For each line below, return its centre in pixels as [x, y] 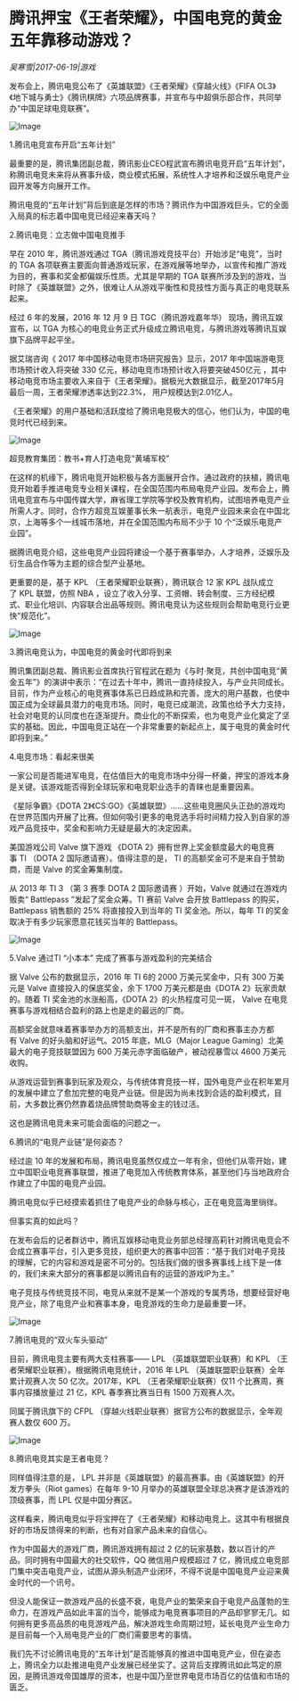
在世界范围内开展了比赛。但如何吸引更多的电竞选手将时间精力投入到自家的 [145, 816]
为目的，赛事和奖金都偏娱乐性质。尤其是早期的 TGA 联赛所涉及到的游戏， [144, 276]
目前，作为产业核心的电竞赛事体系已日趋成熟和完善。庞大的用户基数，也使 [145, 693]
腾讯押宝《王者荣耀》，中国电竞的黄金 [146, 18]
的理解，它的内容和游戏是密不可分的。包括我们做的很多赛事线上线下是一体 [145, 1262]
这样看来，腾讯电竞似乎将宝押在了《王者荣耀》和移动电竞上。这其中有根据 [145, 1518]
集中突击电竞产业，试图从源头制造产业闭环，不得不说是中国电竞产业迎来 [149, 1571]
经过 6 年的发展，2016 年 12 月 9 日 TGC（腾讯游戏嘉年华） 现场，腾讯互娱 [146, 317]
